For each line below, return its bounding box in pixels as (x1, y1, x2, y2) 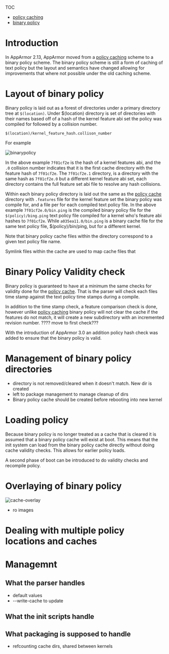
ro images (12, 507, 34, 513)
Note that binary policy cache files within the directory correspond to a (5, 233, 153, 239)
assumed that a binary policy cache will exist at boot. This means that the (5, 436, 158, 442)
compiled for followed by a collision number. (5, 121, 98, 127)
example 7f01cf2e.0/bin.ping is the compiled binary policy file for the (5, 207, 151, 213)
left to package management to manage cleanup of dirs (12, 391, 129, 397)
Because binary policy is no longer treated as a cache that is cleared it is (5, 431, 157, 437)
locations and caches (5, 535, 97, 547)
